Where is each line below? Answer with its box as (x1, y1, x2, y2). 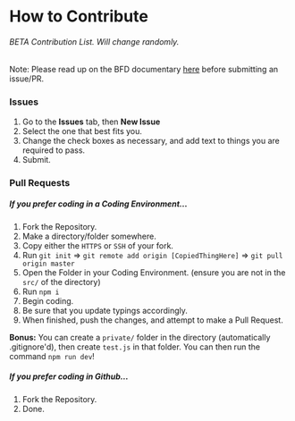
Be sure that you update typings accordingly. (21, 305, 188, 316)
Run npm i (21, 286, 60, 297)
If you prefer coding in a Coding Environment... (9, 198, 188, 209)
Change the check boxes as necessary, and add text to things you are (21, 135, 280, 146)
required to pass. (21, 145, 86, 156)
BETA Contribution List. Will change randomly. (9, 36, 180, 46)
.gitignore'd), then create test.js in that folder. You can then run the (9, 341, 261, 352)
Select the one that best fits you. (21, 125, 143, 136)
